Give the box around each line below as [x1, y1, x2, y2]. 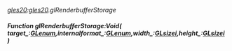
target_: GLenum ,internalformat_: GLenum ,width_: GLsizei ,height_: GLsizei [7, 29, 226, 37]
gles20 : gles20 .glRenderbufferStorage [7, 6, 117, 14]
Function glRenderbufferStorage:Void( [7, 21, 122, 30]
